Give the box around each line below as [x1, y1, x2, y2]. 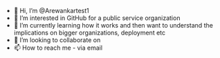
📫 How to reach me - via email [13, 43, 102, 52]
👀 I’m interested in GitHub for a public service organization [13, 14, 181, 22]
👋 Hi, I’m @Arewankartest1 [13, 7, 90, 14]
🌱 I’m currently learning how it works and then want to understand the [13, 21, 213, 29]
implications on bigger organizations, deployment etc [13, 28, 166, 37]
